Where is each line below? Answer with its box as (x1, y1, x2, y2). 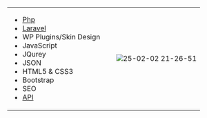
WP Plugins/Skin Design (22, 32, 101, 41)
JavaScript (22, 41, 57, 50)
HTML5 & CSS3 (22, 67, 74, 76)
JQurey (22, 50, 46, 59)
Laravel (22, 23, 46, 33)
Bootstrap (22, 75, 55, 85)
